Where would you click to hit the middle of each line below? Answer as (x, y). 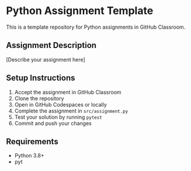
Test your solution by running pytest (58, 117)
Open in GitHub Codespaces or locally (60, 104)
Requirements (32, 141)
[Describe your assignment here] (46, 59)
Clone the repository (39, 98)
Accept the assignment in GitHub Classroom (68, 92)
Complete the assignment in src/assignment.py (71, 111)
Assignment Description (51, 45)
